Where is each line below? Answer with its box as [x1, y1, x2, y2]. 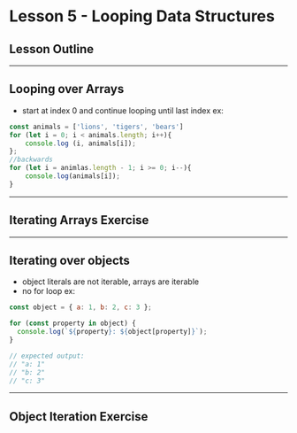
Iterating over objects [9, 253, 131, 268]
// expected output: [9, 352, 86, 360]
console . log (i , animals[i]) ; [25, 139, 137, 148]
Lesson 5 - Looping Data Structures [9, 6, 276, 27]
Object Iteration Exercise [9, 409, 148, 424]
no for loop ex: [21, 286, 75, 297]
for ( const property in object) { [9, 319, 137, 329]
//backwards [9, 155, 53, 165]
